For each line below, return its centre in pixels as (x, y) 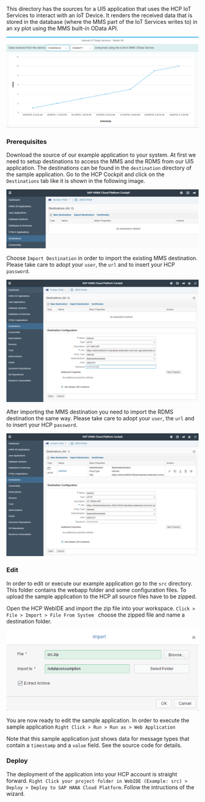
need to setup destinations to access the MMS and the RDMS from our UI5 (100, 162)
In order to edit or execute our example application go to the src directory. (99, 583)
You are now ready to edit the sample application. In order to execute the (98, 720)
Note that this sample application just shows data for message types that (98, 738)
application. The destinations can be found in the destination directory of (99, 168)
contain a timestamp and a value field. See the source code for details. (94, 745)
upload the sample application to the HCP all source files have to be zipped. (102, 596)
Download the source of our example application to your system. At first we (101, 155)
